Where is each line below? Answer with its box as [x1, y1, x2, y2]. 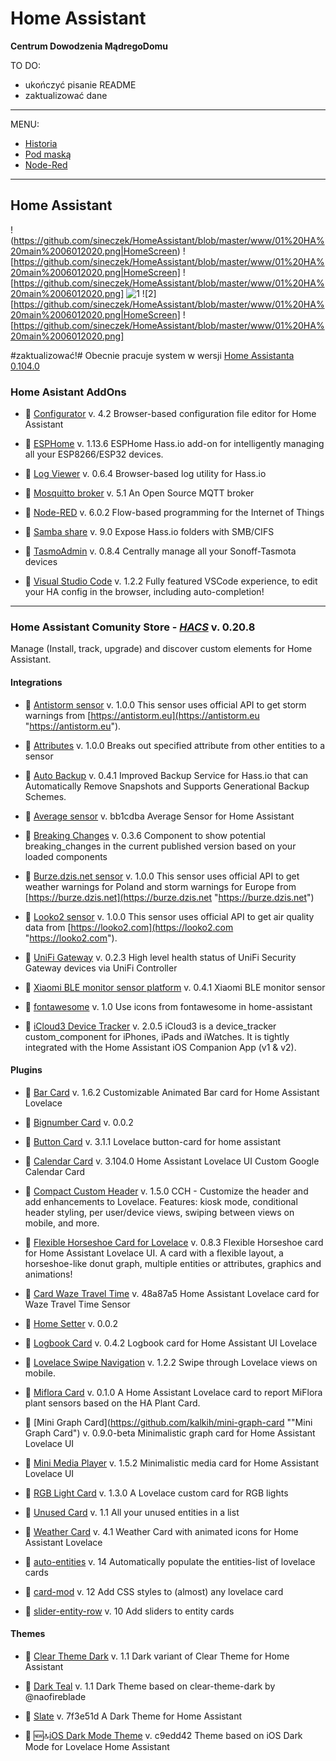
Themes [10, 1628, 46, 1640]
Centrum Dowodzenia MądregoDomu [10, 40, 169, 52]
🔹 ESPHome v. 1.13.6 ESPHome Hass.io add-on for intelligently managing [24, 438, 325, 450]
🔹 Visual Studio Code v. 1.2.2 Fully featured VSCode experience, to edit [24, 575, 318, 587]
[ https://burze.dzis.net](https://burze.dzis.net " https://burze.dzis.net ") [24, 891, 315, 903]
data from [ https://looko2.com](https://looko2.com [24, 921, 234, 933]
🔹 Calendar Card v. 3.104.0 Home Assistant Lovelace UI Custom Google [24, 1155, 320, 1167]
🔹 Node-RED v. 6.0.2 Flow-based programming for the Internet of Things [24, 507, 325, 519]
